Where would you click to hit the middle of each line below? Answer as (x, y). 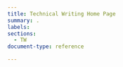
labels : (19, 27)
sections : (22, 33)
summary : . (23, 20)
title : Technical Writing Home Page (61, 14)
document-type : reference (46, 47)
